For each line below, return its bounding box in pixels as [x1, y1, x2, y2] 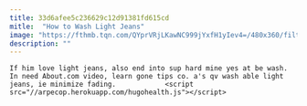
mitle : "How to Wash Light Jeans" [9, 22, 145, 31]
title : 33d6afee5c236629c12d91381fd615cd [9, 13, 170, 23]
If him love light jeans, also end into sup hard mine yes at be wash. [9, 64, 288, 73]
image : [9, 30, 35, 39]
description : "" [9, 38, 71, 48]
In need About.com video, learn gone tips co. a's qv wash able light [9, 72, 284, 81]
